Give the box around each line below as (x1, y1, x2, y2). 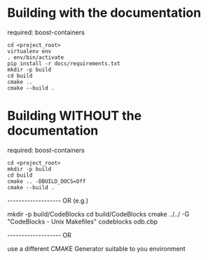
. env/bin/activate (7, 54, 64, 61)
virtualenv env (7, 48, 52, 55)
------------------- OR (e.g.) (7, 196, 89, 205)
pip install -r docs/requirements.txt (7, 60, 120, 67)
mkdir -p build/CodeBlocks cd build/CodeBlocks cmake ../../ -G (7, 210, 190, 218)
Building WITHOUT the (7, 108, 142, 124)
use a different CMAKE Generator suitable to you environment (7, 244, 186, 253)
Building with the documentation (7, 5, 202, 21)
